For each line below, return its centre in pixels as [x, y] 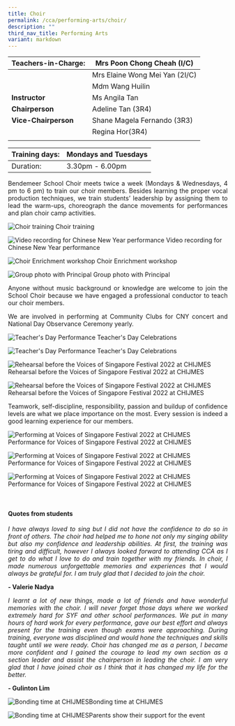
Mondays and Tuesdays [107, 154]
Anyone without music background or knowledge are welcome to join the [118, 288]
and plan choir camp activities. [52, 213]
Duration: [26, 166]
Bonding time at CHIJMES [126, 702]
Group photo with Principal [131, 275]
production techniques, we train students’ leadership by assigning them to [118, 198]
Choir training [75, 227]
